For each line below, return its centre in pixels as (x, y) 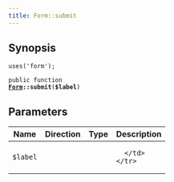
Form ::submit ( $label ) (45, 87)
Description (139, 134)
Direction (63, 134)
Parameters (38, 111)
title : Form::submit (43, 16)
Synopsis (32, 48)
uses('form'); (32, 66)
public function (35, 81)
